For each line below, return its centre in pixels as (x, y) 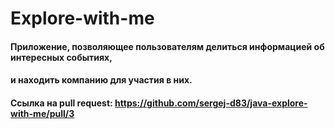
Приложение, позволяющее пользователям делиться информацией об (167, 46)
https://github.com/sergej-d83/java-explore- (211, 103)
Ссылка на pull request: (61, 103)
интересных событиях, (61, 57)
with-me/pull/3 (42, 113)
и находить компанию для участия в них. (101, 80)
